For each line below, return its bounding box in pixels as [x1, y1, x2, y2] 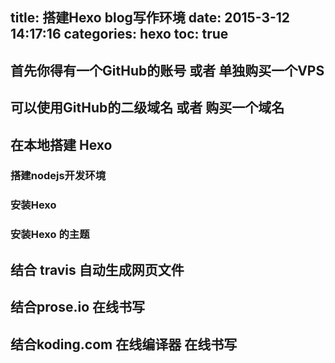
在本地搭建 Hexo [10, 136, 113, 153]
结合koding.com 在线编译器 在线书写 [10, 336, 238, 353]
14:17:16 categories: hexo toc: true [10, 26, 229, 43]
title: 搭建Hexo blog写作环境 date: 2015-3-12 [10, 9, 291, 27]
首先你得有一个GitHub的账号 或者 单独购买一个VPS [10, 62, 325, 79]
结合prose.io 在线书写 [10, 299, 145, 316]
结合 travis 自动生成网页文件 [10, 261, 185, 278]
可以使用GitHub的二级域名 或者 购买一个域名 [10, 99, 285, 117]
